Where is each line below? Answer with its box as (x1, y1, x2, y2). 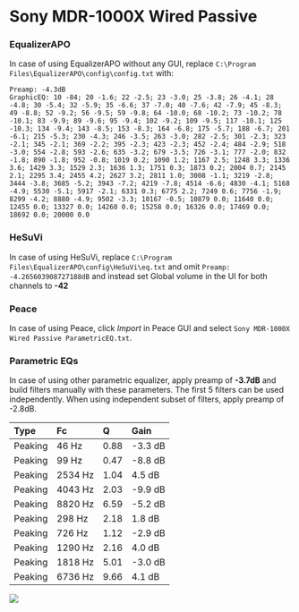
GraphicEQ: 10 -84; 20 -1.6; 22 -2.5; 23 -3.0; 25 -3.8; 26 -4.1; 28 (9, 93, 275, 102)
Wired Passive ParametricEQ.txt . (9, 333, 132, 344)
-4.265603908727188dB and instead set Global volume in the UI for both (9, 270, 269, 281)
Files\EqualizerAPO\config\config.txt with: (9, 68, 175, 79)
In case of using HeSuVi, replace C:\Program (9, 251, 173, 262)
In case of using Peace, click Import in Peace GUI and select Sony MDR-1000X (9, 323, 291, 334)
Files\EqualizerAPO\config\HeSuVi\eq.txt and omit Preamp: (9, 261, 231, 272)
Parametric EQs (9, 355, 79, 367)
